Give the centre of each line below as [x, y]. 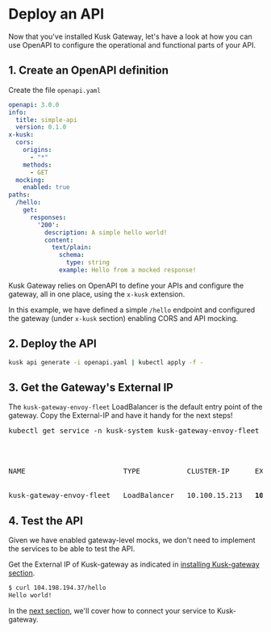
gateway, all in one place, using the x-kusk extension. [97, 294]
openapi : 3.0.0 [34, 105]
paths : [19, 195]
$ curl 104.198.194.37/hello [57, 588]
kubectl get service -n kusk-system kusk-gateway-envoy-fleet [134, 431]
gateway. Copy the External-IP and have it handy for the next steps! [121, 415]
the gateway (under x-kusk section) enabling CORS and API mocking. [123, 318]
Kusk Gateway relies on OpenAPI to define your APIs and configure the [126, 285]
